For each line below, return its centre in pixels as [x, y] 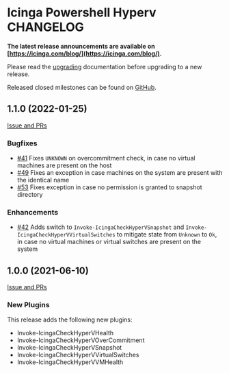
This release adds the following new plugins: [70, 320]
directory [30, 195]
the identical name [43, 180]
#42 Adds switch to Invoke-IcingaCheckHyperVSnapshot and [100, 227]
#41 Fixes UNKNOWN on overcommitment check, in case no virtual [106, 158]
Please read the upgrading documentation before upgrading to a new [105, 67]
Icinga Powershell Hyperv [82, 13]
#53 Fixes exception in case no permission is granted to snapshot [110, 187]
